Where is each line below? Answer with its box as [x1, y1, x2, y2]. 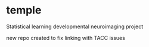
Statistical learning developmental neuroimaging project [6, 23, 144, 30]
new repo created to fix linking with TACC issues [6, 34, 125, 41]
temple [6, 4, 42, 17]
